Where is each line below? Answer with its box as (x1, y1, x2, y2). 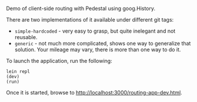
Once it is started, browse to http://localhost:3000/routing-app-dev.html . (6, 89, 182, 96)
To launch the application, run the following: (6, 58, 113, 64)
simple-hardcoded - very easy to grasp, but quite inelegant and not (14, 27, 176, 34)
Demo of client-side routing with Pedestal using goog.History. (6, 5, 156, 12)
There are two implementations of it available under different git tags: (6, 16, 174, 23)
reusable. (14, 34, 38, 40)
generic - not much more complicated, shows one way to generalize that (14, 40, 191, 47)
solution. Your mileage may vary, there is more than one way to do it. (14, 46, 181, 53)
